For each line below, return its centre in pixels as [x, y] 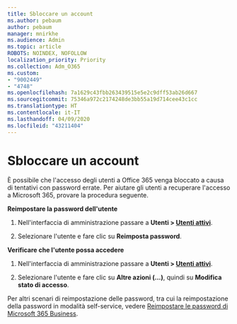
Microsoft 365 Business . [43, 314]
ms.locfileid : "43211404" [45, 126]
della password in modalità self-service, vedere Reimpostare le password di [118, 306]
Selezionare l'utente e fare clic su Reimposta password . [99, 236]
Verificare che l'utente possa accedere [66, 250]
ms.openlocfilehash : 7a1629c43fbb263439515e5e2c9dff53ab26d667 [103, 93]
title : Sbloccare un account [50, 14]
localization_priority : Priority [57, 60]
